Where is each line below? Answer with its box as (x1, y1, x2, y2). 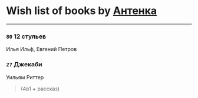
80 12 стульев (6, 32, 46, 40)
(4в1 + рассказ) (20, 85, 60, 92)
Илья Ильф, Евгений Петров (6, 46, 77, 53)
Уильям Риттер (6, 73, 44, 80)
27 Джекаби (6, 60, 42, 69)
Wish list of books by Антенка (6, 4, 157, 18)
